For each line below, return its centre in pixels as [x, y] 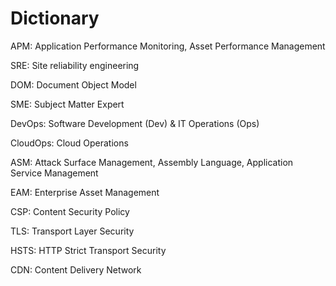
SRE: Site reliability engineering [75, 65]
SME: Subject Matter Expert [67, 104]
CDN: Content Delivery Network [76, 269]
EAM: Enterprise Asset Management [85, 192]
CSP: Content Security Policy [70, 211]
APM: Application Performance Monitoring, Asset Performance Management [168, 46]
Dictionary [55, 18]
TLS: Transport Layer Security [72, 231]
